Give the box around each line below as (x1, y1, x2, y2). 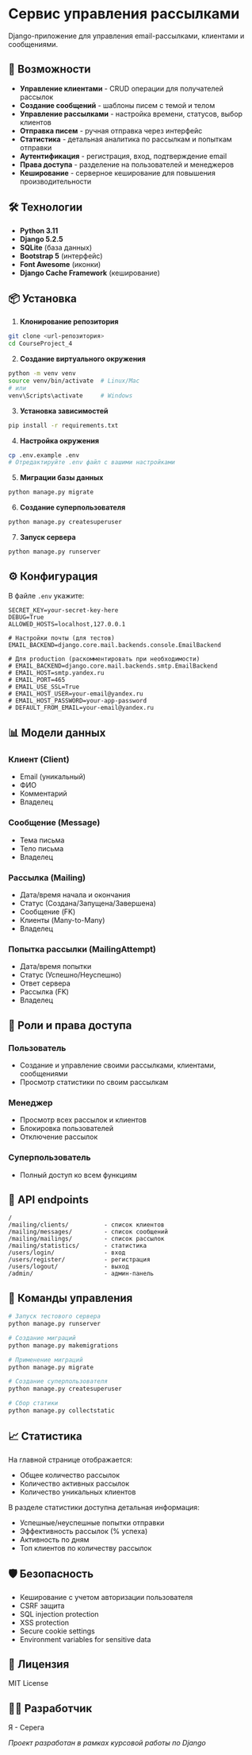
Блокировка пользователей (19, 1124, 113, 1133)
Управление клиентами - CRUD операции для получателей (19, 83, 223, 93)
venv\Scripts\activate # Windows (8, 391, 133, 400)
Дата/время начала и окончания (19, 889, 131, 899)
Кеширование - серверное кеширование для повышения (19, 168, 216, 177)
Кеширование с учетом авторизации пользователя (19, 1592, 193, 1602)
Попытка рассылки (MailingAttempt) (8, 943, 157, 955)
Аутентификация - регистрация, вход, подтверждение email (19, 151, 227, 161)
